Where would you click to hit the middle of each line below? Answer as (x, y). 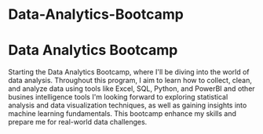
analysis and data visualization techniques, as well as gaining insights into (128, 105)
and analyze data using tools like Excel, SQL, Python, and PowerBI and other (131, 89)
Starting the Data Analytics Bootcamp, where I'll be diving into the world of (129, 72)
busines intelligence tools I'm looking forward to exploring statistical (118, 97)
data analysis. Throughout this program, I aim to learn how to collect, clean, (130, 81)
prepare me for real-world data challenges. (78, 122)
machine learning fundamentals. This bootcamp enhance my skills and (122, 114)
